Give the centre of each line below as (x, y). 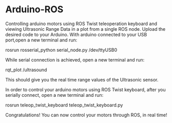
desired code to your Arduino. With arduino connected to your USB (76, 34)
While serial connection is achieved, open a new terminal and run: (75, 59)
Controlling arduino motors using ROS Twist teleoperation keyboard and (81, 24)
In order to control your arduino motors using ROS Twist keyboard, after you (85, 89)
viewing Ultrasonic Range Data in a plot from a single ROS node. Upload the (85, 29)
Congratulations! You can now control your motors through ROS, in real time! (86, 115)
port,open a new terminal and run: (41, 40)
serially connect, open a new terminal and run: (54, 95)
